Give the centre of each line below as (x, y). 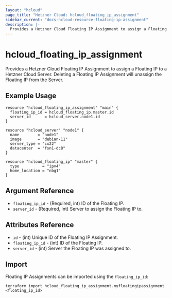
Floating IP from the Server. (35, 80)
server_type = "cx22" (33, 144)
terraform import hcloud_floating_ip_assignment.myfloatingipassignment (85, 286)
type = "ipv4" (35, 166)
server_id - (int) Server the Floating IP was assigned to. (72, 248)
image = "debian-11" (39, 139)
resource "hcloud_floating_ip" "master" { (51, 162)
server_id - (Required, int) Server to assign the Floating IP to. (78, 209)
